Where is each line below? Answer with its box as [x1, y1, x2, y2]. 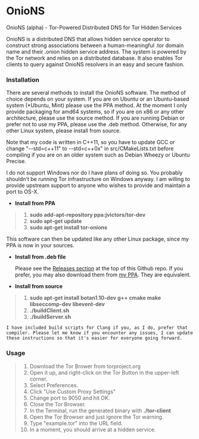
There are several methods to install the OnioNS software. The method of [6, 89, 186, 96]
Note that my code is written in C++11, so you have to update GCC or [6, 139, 175, 146]
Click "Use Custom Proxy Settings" [29, 388, 116, 395]
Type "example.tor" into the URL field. [29, 419, 123, 426]
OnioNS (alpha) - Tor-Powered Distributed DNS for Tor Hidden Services [6, 24, 182, 31]
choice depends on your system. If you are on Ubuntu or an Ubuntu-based [6, 95, 189, 102]
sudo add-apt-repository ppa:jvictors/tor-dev [29, 211, 146, 219]
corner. [29, 375, 48, 382]
